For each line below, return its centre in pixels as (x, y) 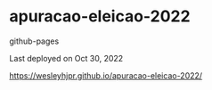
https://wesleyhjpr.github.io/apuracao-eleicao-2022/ (106, 75)
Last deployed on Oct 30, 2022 (66, 58)
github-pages (34, 41)
